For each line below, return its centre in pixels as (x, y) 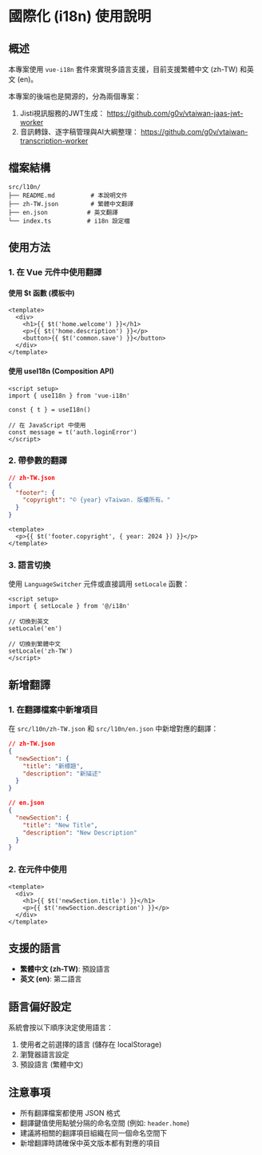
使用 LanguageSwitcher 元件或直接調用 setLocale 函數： (99, 584)
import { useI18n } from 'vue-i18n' (69, 396)
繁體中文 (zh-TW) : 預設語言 (65, 969)
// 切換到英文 (29, 622)
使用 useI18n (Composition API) (61, 371)
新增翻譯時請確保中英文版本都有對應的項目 (90, 1143)
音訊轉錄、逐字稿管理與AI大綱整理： (79, 132)
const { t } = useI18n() (50, 409)
